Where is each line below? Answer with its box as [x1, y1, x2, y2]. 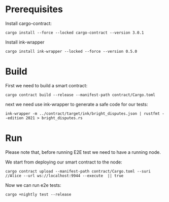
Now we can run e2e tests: [5, 182, 62, 188]
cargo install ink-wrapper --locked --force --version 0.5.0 [5, 49, 138, 54]
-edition [5, 115, 24, 120]
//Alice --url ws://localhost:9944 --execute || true [5, 173, 124, 178]
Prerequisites [5, 4, 63, 15]
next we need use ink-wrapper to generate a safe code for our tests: [5, 101, 148, 107]
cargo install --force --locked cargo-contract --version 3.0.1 [5, 30, 144, 35]
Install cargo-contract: [5, 20, 52, 26]
